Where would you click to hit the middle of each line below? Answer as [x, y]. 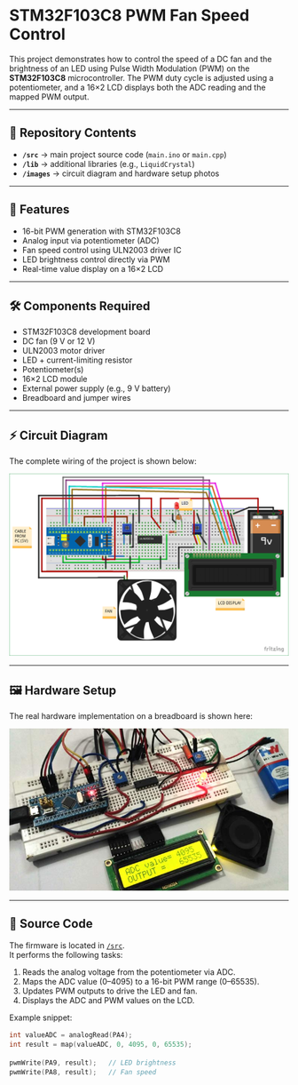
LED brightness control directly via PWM [96, 259]
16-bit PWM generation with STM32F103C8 [102, 231]
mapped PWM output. [49, 96]
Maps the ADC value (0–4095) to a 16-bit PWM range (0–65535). [141, 981]
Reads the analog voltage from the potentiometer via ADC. [129, 972]
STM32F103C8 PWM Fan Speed [129, 16]
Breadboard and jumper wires [76, 398]
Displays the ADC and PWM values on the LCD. [108, 1000]
